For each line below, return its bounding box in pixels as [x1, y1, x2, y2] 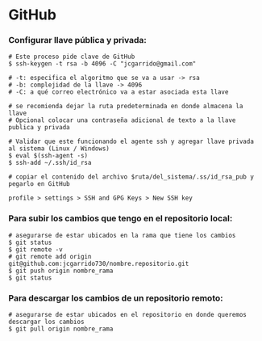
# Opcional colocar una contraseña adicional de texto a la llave [8, 116, 236, 124]
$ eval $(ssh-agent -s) [8, 152, 89, 160]
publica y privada [8, 124, 70, 132]
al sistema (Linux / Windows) [8, 145, 110, 153]
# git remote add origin [8, 252, 92, 260]
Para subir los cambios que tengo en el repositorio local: [8, 213, 233, 224]
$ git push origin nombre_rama [8, 267, 114, 275]
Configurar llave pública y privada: [8, 35, 148, 46]
